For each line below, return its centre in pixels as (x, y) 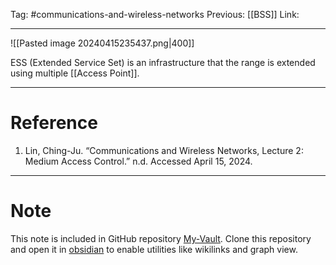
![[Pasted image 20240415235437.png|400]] (102, 43)
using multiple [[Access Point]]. (75, 73)
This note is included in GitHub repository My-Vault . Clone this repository (161, 238)
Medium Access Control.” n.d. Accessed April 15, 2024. (138, 161)
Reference (54, 123)
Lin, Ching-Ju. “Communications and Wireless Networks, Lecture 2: (164, 150)
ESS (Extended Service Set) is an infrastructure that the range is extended (163, 62)
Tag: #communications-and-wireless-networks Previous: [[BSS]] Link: (155, 14)
